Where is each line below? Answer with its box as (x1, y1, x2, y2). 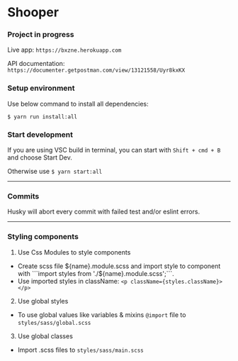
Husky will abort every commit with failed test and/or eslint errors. (7, 207, 200, 216)
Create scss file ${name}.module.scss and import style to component (17, 262, 221, 270)
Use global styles (17, 296, 69, 305)
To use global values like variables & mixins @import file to (17, 310, 186, 319)
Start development (7, 129, 73, 139)
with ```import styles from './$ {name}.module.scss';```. (17, 269, 175, 277)
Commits (7, 191, 40, 201)
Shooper (7, 4, 59, 21)
